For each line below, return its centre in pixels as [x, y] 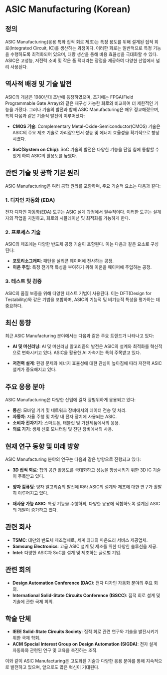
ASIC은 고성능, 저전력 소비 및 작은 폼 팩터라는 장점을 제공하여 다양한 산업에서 [80, 60]
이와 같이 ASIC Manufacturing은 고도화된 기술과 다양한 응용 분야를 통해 [75, 661]
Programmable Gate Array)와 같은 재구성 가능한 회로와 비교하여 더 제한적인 [79, 103]
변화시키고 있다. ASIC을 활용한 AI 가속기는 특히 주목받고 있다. [81, 352]
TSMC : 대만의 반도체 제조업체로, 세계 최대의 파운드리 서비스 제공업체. [80, 540]
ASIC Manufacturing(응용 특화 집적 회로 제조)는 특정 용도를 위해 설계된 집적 [79, 42]
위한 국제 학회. [26, 638]
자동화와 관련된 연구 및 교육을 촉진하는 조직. [55, 651]
